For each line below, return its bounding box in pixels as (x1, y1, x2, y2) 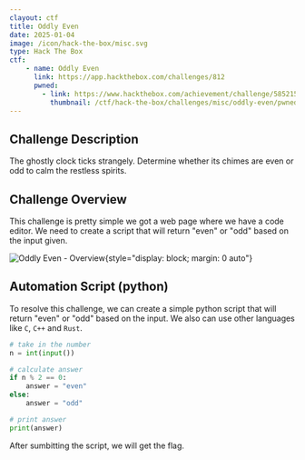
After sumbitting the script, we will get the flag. (9, 440, 184, 451)
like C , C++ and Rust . (9, 322, 84, 333)
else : (9, 390, 30, 400)
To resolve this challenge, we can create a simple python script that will (9, 303, 277, 314)
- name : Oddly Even (25, 65, 100, 74)
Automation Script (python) (9, 279, 169, 295)
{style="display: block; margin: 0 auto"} (104, 253, 253, 264)
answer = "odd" (25, 399, 84, 408)
